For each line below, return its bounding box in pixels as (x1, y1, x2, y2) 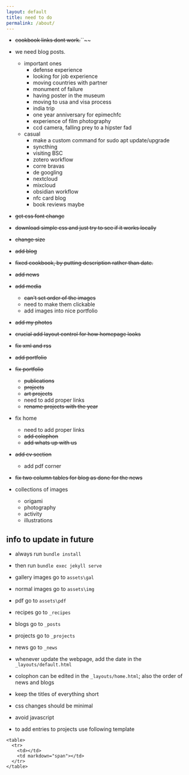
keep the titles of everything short (14, 691, 99, 698)
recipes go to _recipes (14, 609, 71, 616)
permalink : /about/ (6, 20, 55, 26)
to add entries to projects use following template (14, 726, 135, 733)
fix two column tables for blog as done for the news (14, 474, 143, 481)
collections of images (14, 486, 68, 493)
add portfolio (14, 354, 47, 361)
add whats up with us (23, 439, 77, 446)
